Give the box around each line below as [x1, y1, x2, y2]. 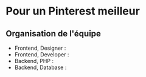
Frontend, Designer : [14, 44, 66, 52]
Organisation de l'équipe [5, 28, 102, 39]
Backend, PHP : [14, 58, 54, 64]
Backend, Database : [14, 64, 67, 71]
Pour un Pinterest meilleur [5, 4, 141, 18]
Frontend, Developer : [14, 51, 69, 58]
